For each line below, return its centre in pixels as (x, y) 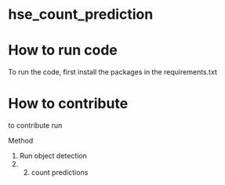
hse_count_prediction (81, 15)
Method (21, 141)
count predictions (60, 172)
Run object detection (53, 156)
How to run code (63, 51)
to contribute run (35, 125)
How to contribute (68, 104)
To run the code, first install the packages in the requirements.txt (113, 72)
